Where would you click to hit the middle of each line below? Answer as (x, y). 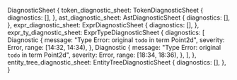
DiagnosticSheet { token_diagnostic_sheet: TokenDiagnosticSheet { (105, 10)
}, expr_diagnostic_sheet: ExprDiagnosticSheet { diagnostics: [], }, (103, 25)
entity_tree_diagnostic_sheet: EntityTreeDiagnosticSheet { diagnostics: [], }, (117, 62)
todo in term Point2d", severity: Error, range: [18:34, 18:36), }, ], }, (102, 55)
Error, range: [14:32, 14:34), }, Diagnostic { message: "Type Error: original (114, 47)
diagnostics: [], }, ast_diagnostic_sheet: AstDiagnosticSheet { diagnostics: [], (119, 18)
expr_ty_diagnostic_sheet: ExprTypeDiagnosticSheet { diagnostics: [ (106, 32)
